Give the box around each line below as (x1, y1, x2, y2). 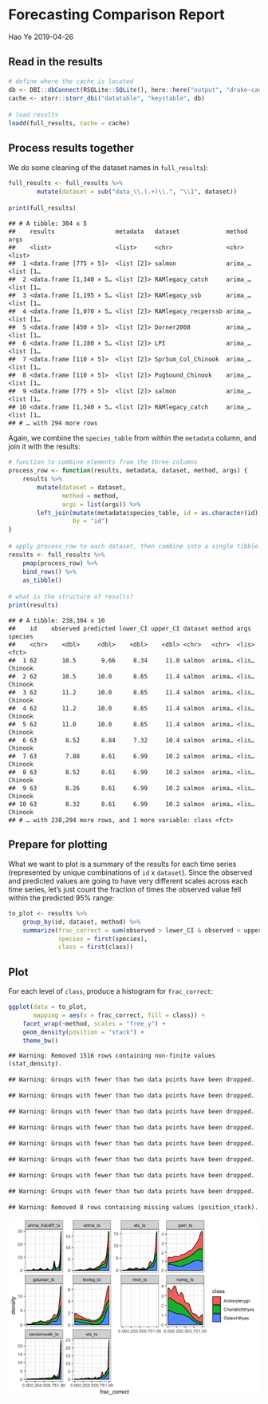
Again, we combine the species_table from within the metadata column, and (8, 433, 257, 443)
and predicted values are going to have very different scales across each (8, 876, 249, 885)
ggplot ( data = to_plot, (8, 1003, 88, 1011)
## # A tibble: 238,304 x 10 (8, 617, 105, 625)
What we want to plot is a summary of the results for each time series (8, 859, 237, 868)
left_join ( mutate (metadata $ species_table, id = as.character (37, 508, 245, 516)
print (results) (8, 601, 59, 610)
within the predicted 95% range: (8, 892, 114, 903)
